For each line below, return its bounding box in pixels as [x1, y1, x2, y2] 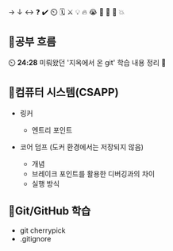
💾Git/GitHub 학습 [8, 204, 91, 218]
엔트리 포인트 [31, 125, 73, 134]
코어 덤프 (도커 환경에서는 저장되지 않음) [19, 142, 144, 152]
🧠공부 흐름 [8, 35, 57, 48]
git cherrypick [19, 226, 66, 235]
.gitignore [19, 234, 52, 244]
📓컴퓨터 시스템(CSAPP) [8, 86, 119, 99]
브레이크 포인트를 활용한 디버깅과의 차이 [31, 168, 156, 178]
